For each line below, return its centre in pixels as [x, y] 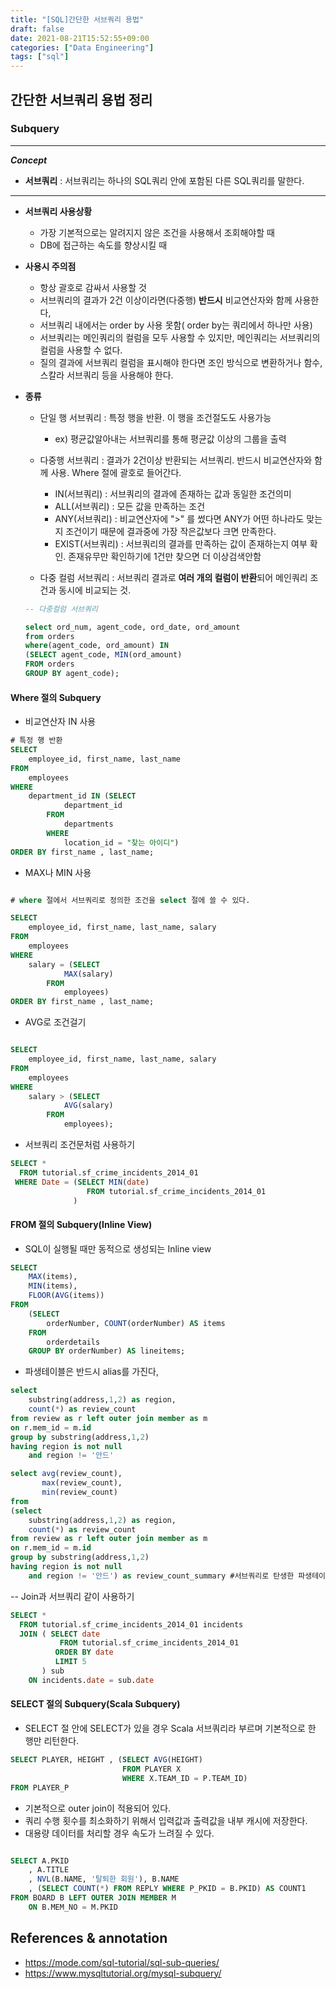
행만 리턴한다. [52, 1741]
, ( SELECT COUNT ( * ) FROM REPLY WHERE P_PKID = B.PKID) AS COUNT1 [167, 1889]
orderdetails [73, 1342]
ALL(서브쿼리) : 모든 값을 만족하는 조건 [130, 506]
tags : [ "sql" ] [40, 57]
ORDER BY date [84, 1652]
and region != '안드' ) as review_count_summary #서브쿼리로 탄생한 [161, 1576]
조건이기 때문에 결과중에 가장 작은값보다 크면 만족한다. [171, 531]
